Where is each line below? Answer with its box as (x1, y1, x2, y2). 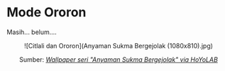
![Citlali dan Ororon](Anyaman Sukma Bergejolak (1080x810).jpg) (23, 41, 214, 50)
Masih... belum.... (6, 28, 57, 36)
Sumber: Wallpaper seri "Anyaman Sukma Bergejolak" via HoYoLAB (19, 55, 218, 64)
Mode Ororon (6, 4, 87, 21)
